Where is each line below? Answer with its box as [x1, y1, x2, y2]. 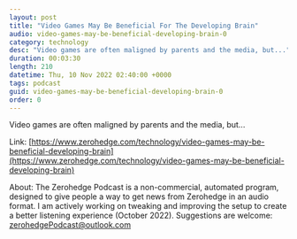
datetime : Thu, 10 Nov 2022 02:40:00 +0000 [9, 71, 172, 80]
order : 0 [9, 95, 42, 104]
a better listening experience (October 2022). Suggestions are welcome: [9, 210, 273, 221]
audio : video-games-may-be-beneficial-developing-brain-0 [9, 29, 227, 38]
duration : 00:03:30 [9, 54, 81, 63]
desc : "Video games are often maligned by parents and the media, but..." [9, 46, 291, 55]
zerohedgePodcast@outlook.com [9, 220, 132, 230]
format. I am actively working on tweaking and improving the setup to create [9, 201, 287, 212]
